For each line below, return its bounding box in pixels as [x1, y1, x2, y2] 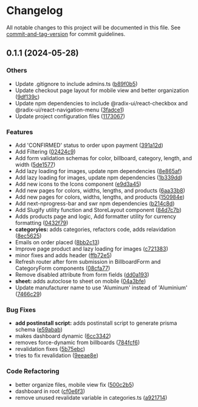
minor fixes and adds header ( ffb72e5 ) [15, 251, 112, 259]
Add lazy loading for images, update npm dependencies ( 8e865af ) [15, 167, 182, 174]
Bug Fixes [6, 305, 36, 314]
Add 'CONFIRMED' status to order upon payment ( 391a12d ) [15, 141, 164, 149]
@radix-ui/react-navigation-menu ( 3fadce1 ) [15, 106, 125, 113]
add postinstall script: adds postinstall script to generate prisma [15, 319, 177, 327]
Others [6, 66, 27, 75]
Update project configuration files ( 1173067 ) [15, 112, 126, 119]
